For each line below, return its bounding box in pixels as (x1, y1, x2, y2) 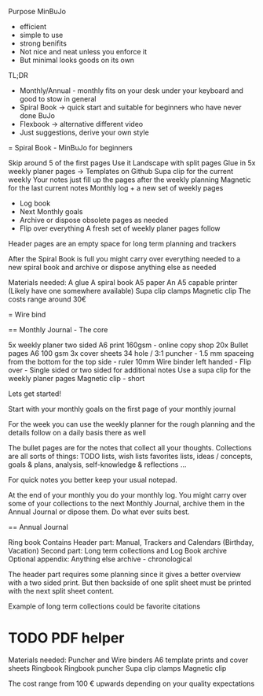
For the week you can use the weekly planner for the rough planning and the (8, 420, 255, 428)
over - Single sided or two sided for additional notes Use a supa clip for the (8, 365, 251, 375)
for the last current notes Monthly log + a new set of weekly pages (8, 183, 224, 192)
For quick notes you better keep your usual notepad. (8, 476, 178, 484)
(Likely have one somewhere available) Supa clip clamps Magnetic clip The (8, 287, 251, 295)
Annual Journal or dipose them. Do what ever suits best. (8, 507, 190, 516)
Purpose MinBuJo (8, 7, 67, 16)
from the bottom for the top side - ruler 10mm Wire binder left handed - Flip (8, 357, 252, 366)
